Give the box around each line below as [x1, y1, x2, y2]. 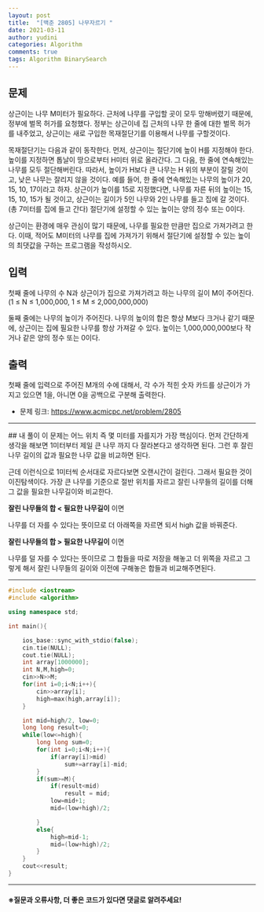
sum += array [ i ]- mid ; [64, 760, 128, 768]
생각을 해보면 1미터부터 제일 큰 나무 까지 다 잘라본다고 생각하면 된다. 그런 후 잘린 [8, 441, 254, 450]
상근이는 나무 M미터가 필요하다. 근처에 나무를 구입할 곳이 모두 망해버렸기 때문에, [8, 108, 254, 118]
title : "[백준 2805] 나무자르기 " [8, 19, 113, 27]
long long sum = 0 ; [36, 738, 93, 747]
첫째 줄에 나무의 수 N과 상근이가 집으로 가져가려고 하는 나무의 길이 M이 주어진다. [8, 288, 254, 297]
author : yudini [8, 33, 58, 42]
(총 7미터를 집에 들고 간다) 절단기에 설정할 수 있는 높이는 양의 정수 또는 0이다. [8, 204, 245, 213]
